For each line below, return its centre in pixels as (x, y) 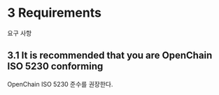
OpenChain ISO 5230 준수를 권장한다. (60, 84)
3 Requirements (54, 13)
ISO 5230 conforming (55, 67)
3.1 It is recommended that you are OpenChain (110, 56)
